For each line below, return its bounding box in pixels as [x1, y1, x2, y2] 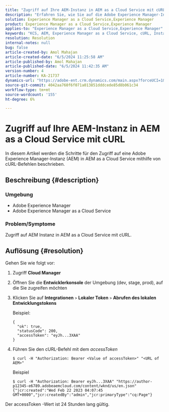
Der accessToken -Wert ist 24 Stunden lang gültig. [5, 401, 110, 407]
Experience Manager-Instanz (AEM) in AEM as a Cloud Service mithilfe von [5, 156, 161, 162]
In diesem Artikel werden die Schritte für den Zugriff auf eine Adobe [5, 150, 146, 157]
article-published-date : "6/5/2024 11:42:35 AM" [5, 64, 109, 69]
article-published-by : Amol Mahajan [5, 59, 82, 64]
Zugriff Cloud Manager [12, 269, 61, 276]
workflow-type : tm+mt [5, 87, 51, 93]
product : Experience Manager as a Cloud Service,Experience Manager [5, 21, 152, 27]
